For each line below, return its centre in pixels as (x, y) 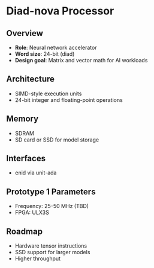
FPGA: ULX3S (32, 213)
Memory (22, 119)
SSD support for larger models (52, 252)
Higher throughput (38, 258)
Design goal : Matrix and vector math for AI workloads (81, 60)
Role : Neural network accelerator (56, 47)
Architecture (31, 79)
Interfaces (26, 159)
